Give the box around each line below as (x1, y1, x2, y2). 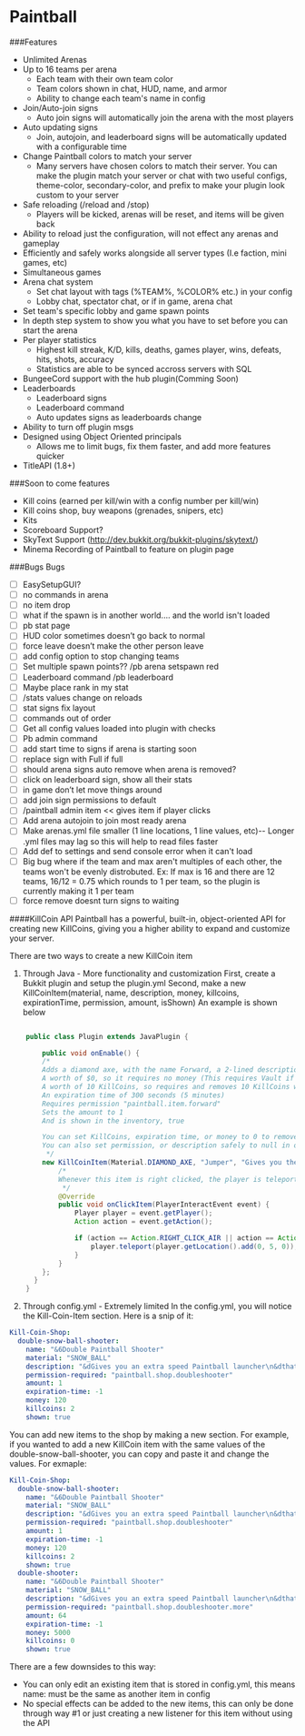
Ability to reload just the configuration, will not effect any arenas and (22, 227, 279, 238)
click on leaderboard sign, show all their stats (22, 774, 192, 785)
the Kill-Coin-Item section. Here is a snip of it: (22, 1310, 193, 1321)
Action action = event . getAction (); (74, 1217, 213, 1226)
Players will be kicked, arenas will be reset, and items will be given (35, 208, 284, 219)
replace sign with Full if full (22, 753, 123, 764)
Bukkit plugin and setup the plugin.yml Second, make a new (22, 977, 247, 988)
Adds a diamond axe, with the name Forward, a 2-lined (42, 1065, 254, 1075)
